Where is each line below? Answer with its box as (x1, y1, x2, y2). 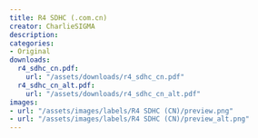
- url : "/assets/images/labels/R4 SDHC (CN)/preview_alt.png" (9, 114, 250, 123)
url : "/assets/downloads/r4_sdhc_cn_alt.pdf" (25, 89, 202, 98)
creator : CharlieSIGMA (9, 22, 95, 31)
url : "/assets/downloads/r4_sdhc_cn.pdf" (25, 73, 184, 82)
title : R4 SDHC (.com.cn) (9, 13, 107, 23)
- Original (9, 47, 51, 56)
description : (9, 30, 59, 39)
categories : (9, 38, 55, 48)
